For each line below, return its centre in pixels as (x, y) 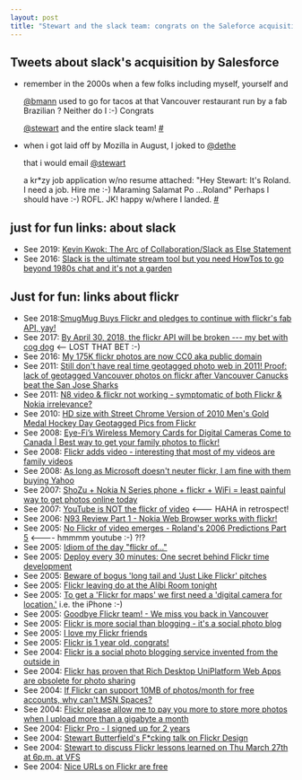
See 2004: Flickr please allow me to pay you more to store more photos (155, 709)
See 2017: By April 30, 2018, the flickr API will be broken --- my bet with (155, 337)
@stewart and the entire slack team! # (93, 128)
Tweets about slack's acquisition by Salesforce (145, 62)
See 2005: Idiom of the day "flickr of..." (95, 547)
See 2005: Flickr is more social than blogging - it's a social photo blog (152, 623)
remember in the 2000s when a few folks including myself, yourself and (155, 84)
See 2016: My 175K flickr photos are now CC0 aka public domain (142, 356)
